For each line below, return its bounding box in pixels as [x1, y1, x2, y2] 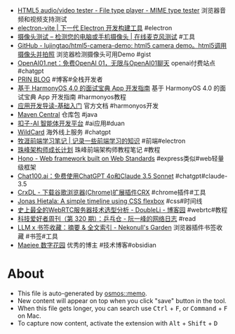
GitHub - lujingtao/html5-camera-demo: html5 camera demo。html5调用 [17, 41, 227, 49]
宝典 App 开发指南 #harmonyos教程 [23, 93, 127, 101]
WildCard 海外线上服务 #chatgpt [17, 128, 111, 136]
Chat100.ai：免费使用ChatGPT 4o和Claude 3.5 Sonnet [17, 172, 174, 180]
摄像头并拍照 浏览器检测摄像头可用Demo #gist [17, 50, 152, 58]
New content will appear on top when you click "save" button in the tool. [17, 296, 227, 304]
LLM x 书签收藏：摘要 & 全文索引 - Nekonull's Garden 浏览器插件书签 [17, 224, 217, 231]
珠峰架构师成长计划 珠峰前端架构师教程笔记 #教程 [17, 146, 161, 153]
